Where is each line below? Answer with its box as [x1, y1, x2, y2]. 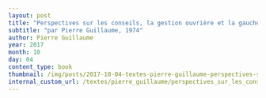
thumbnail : [8, 70, 44, 78]
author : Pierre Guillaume [8, 33, 93, 42]
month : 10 [8, 48, 41, 56]
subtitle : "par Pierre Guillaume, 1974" [8, 26, 144, 34]
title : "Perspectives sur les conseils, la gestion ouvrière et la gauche [8, 19, 260, 27]
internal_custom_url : [8, 77, 80, 85]
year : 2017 [8, 41, 44, 49]
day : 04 [8, 56, 34, 64]
